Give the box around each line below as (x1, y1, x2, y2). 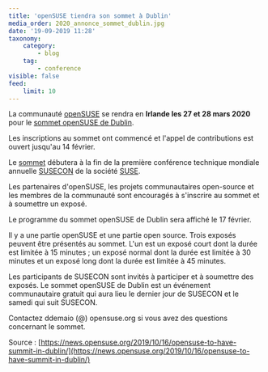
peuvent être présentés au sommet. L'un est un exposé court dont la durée (8, 239, 257, 249)
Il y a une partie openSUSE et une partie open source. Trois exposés (8, 230, 236, 240)
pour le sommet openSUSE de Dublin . (8, 118, 134, 128)
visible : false (8, 72, 60, 80)
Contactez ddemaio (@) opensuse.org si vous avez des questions (8, 313, 228, 323)
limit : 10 (23, 87, 57, 95)
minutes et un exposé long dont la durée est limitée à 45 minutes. (8, 256, 227, 266)
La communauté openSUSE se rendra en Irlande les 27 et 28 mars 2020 (8, 109, 251, 119)
